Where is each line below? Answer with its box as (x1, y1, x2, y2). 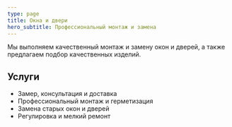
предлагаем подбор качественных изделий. (7, 50, 141, 59)
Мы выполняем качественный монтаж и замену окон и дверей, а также (7, 43, 226, 52)
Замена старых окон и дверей (17, 104, 110, 113)
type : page (7, 10, 40, 18)
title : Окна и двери (7, 17, 69, 24)
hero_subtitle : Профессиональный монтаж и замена (7, 23, 157, 30)
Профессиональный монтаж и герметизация (17, 97, 153, 106)
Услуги (7, 71, 40, 83)
